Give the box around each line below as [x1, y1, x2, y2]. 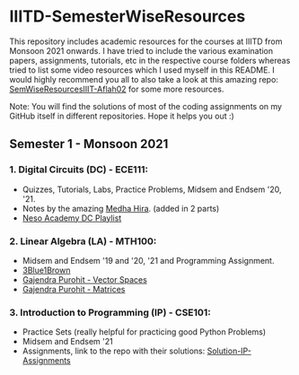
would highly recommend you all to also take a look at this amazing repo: [9, 74, 278, 84]
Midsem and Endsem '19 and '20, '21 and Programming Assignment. [22, 255, 275, 266]
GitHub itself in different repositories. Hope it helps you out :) [9, 110, 235, 121]
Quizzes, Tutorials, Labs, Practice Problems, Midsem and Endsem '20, [22, 184, 282, 195]
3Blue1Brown [22, 265, 71, 275]
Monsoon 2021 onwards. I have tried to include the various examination [9, 45, 274, 56]
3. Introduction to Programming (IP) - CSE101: [9, 306, 211, 318]
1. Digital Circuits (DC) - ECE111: [9, 163, 148, 176]
